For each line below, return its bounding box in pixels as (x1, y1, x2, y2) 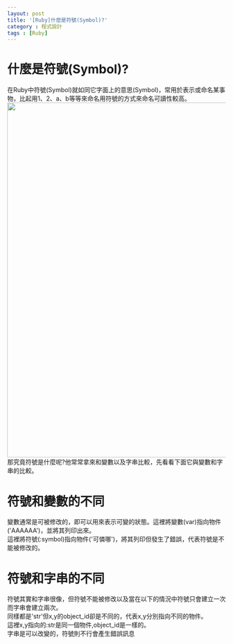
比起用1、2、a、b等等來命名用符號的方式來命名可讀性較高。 (19, 94, 191, 103)
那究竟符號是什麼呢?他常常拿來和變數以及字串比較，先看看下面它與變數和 (7, 458, 217, 467)
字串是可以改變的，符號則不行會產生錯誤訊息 (7, 629, 135, 638)
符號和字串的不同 (7, 571, 105, 586)
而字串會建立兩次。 (7, 604, 62, 612)
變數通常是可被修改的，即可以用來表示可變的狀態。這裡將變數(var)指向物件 (7, 518, 222, 526)
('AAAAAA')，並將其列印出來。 (7, 526, 96, 534)
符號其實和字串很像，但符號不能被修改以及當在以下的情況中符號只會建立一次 (7, 595, 226, 603)
